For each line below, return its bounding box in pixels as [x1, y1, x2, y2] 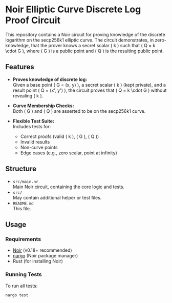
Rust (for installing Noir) [12, 258, 63, 265]
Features [5, 63, 34, 71]
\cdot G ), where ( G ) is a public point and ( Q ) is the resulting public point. [5, 48, 164, 54]
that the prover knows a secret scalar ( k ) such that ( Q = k [31, 42, 156, 48]
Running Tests [5, 271, 42, 278]
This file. [12, 205, 31, 211]
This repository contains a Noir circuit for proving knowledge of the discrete [5, 31, 165, 37]
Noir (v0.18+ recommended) [12, 247, 73, 253]
